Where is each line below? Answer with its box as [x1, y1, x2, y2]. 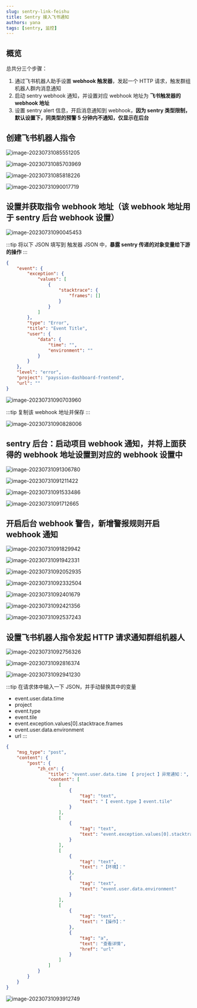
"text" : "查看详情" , [79, 940, 126, 947]
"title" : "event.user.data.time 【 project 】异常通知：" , [47, 771, 189, 777]
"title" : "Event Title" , [27, 326, 88, 332]
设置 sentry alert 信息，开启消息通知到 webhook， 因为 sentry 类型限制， [14, 107, 191, 114]
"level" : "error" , [16, 369, 62, 375]
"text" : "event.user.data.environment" [79, 886, 177, 892]
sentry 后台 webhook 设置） [15, 213, 119, 223]
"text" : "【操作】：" [79, 919, 126, 925]
